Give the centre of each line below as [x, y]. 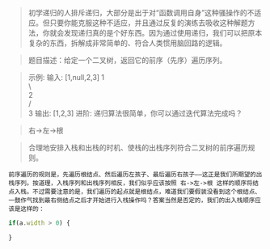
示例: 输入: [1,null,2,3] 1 [66, 77]
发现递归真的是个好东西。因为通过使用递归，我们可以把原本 [163, 33]
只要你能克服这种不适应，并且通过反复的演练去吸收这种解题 [149, 23]
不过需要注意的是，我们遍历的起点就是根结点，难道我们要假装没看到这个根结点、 [146, 192]
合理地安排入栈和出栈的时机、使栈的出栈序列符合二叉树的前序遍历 [138, 148]
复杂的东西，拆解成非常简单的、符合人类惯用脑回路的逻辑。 [127, 43]
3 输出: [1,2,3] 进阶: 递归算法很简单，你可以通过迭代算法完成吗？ [135, 113]
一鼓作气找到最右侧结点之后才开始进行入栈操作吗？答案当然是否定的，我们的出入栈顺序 [132, 200]
